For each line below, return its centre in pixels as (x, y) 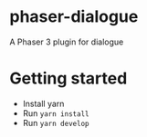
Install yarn (43, 103)
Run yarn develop (56, 122)
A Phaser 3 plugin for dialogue (67, 42)
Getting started (68, 78)
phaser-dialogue (74, 17)
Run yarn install (56, 113)
